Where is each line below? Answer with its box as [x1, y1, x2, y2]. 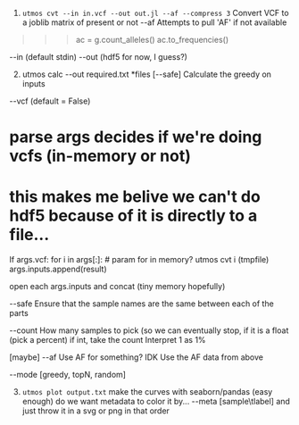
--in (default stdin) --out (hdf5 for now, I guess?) [9, 52, 187, 62]
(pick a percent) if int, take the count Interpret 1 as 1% [9, 335, 207, 346]
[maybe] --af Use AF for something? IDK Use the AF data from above [9, 352, 263, 362]
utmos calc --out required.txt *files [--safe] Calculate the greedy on [21, 69, 272, 79]
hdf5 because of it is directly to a [9, 205, 258, 226]
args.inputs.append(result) [9, 263, 107, 275]
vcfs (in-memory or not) [9, 146, 192, 166]
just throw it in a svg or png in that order [21, 405, 170, 416]
